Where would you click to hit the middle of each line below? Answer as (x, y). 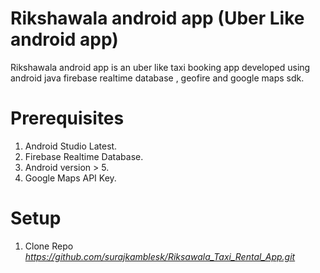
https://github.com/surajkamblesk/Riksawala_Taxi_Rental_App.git (160, 256)
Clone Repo (49, 246)
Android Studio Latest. (71, 146)
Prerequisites (67, 118)
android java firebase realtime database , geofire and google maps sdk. (157, 78)
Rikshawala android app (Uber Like (157, 18)
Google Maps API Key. (70, 178)
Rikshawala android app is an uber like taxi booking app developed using (160, 67)
